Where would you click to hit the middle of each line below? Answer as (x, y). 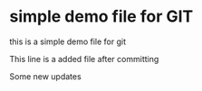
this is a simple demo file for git (68, 41)
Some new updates (45, 76)
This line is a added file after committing (84, 59)
